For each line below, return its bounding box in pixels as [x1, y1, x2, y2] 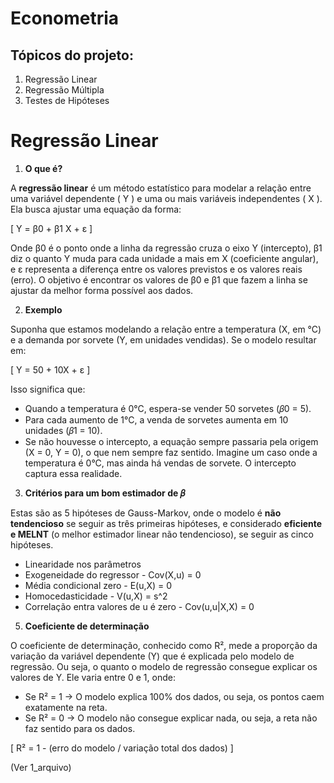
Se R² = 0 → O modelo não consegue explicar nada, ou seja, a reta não [24, 712, 318, 724]
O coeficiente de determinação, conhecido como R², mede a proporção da [10, 639, 318, 651]
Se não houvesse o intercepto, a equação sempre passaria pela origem [24, 435, 319, 447]
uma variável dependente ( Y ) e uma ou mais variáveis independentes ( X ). [10, 192, 323, 204]
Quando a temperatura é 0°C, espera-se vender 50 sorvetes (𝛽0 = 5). [24, 402, 312, 414]
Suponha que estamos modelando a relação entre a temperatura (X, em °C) [10, 323, 322, 335]
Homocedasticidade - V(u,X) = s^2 [24, 590, 168, 602]
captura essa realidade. [24, 467, 123, 479]
